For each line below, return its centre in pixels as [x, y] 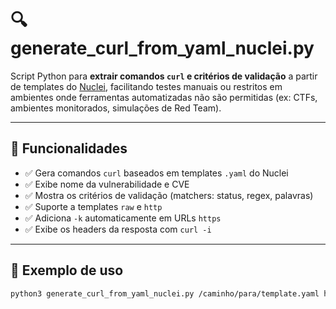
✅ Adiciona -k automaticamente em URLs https [123, 218]
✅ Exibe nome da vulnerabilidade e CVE [107, 184]
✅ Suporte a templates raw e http [93, 206]
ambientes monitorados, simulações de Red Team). [116, 108]
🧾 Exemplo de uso [67, 270]
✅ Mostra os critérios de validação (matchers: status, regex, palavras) [169, 195]
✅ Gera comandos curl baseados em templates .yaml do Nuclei [156, 173]
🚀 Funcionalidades [69, 148]
